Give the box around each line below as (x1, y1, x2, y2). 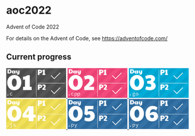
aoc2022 (6, 4, 52, 17)
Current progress (6, 52, 72, 62)
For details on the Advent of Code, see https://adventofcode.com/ (6, 34, 168, 42)
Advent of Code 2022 (6, 23, 59, 30)
